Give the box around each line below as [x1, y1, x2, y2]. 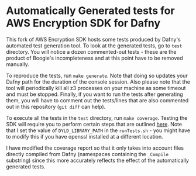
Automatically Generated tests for [6, 4, 175, 18]
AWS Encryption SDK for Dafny [6, 16, 161, 30]
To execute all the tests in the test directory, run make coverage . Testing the [6, 114, 188, 121]
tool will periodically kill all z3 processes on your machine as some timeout [6, 84, 186, 91]
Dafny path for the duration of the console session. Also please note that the [6, 78, 190, 85]
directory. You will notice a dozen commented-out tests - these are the [6, 48, 177, 55]
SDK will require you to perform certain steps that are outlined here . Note [6, 120, 183, 127]
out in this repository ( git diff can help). [6, 103, 106, 110]
